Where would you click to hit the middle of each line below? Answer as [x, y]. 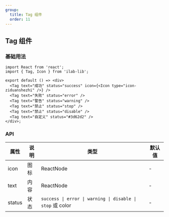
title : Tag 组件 [26, 15]
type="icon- [124, 86]
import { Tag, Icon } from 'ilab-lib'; [47, 72]
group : [12, 10]
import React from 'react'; [35, 67]
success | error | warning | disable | [89, 199]
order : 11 [20, 19]
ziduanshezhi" [20, 90]
